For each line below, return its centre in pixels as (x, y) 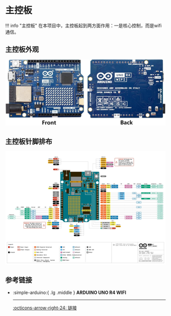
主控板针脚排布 (29, 141)
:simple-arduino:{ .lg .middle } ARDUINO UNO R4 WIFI (69, 293)
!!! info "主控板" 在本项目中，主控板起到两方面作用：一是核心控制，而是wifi (83, 25)
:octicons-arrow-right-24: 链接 (45, 308)
